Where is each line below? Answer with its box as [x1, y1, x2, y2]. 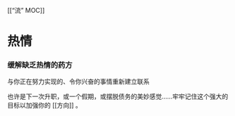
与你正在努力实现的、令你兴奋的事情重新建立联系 [7, 77, 150, 86]
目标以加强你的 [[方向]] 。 [7, 101, 83, 110]
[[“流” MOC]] [7, 6, 45, 14]
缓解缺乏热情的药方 [7, 60, 73, 70]
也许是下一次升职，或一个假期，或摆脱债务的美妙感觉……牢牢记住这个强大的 [7, 92, 229, 101]
